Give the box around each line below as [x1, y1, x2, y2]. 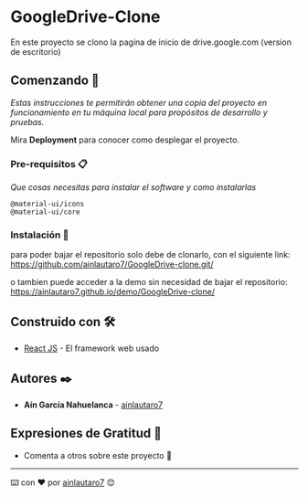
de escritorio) [10, 46, 61, 57]
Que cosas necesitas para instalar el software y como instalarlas [10, 182, 257, 193]
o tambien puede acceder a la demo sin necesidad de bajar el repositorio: [10, 277, 288, 288]
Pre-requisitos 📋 [10, 157, 88, 170]
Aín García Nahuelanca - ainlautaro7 [23, 399, 164, 410]
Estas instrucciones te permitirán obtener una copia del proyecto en [10, 97, 268, 108]
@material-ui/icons [10, 199, 85, 209]
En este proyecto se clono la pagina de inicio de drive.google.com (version [10, 37, 292, 48]
